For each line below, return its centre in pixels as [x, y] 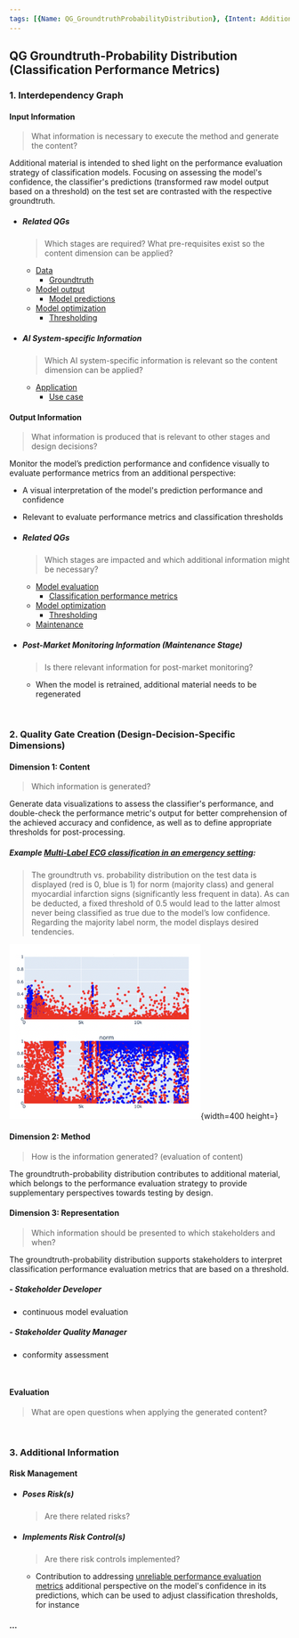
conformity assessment [65, 1355]
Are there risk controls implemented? [112, 1560]
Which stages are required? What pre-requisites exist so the [154, 244]
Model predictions [82, 299]
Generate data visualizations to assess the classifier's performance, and [141, 804]
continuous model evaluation [75, 1312]
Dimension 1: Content [50, 767]
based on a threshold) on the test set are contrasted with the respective [141, 192]
